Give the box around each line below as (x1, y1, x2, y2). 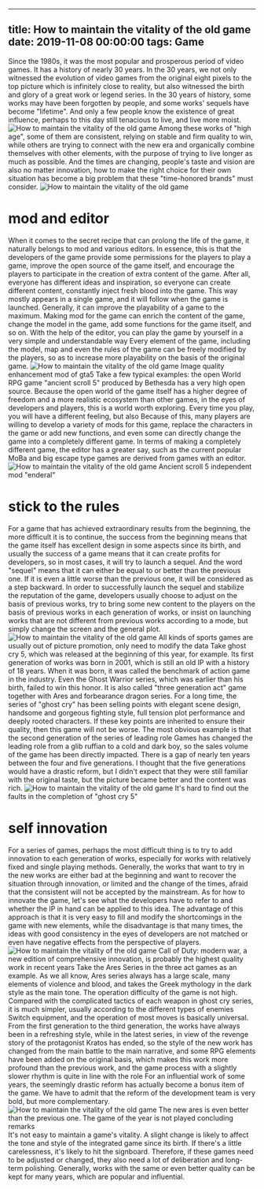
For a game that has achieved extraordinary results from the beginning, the (8, 523, 251, 533)
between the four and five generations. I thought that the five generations (8, 758, 246, 767)
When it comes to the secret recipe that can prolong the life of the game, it (8, 236, 250, 245)
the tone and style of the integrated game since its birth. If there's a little (8, 1138, 242, 1147)
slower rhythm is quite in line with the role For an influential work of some (8, 1071, 245, 1080)
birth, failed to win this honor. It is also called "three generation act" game (8, 682, 247, 692)
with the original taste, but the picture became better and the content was (8, 775, 247, 784)
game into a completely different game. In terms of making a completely (8, 437, 241, 446)
